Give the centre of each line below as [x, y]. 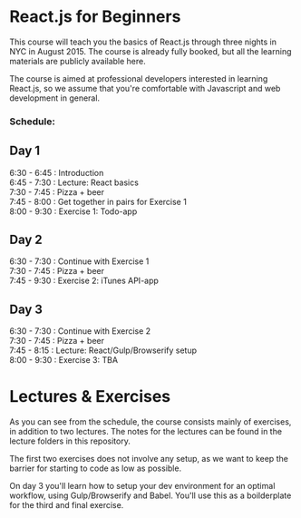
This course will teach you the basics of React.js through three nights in [143, 42]
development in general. [55, 98]
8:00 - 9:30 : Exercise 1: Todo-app [73, 211]
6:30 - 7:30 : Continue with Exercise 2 [80, 331]
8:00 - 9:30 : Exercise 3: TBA [64, 360]
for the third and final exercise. [67, 505]
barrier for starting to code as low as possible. [96, 468]
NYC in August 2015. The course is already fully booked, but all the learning [150, 51]
